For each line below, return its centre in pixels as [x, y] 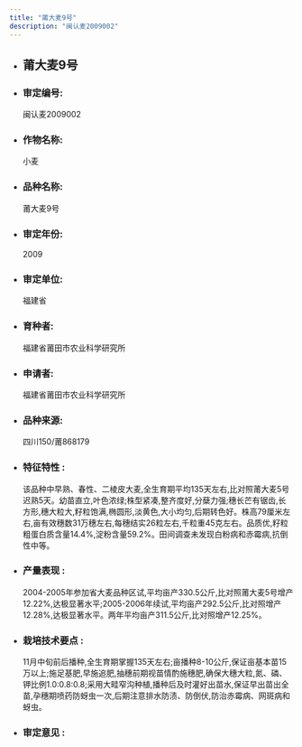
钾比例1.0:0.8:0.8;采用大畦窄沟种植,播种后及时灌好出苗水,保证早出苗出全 [156, 685]
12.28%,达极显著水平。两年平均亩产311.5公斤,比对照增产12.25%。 [145, 614]
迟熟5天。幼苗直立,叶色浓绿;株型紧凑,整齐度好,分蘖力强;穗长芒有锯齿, [150, 500]
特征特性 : [44, 468]
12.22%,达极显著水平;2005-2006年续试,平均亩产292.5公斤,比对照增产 [152, 603]
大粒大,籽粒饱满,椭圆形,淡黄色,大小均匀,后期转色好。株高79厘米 [165, 511]
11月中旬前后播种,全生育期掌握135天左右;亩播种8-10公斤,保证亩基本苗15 [154, 662]
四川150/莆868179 [56, 442]
